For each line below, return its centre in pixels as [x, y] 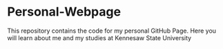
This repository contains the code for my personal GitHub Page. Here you [111, 31]
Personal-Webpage [64, 12]
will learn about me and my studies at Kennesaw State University [99, 37]
